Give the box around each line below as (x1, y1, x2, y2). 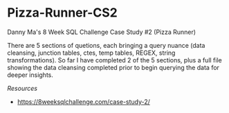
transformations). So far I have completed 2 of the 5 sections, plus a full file (7, 55, 223, 64)
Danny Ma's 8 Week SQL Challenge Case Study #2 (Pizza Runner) (7, 28, 196, 36)
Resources (7, 84, 38, 92)
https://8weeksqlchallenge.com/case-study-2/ (17, 97, 151, 105)
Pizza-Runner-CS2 (7, 5, 118, 21)
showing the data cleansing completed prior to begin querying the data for (7, 63, 220, 71)
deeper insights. (7, 71, 54, 79)
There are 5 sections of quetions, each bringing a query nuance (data (7, 41, 205, 49)
